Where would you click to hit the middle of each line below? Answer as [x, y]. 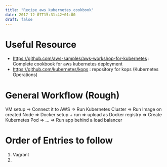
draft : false [19, 19]
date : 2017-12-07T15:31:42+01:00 [40, 15]
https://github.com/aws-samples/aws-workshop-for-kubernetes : [81, 58]
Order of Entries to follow [59, 141]
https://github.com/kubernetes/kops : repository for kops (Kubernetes [86, 70]
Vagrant [21, 155]
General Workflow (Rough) [62, 95]
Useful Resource [41, 44]
